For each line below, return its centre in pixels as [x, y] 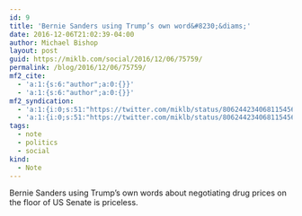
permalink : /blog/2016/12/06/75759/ [78, 68]
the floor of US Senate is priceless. [74, 203]
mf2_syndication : [42, 101]
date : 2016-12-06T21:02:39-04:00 [72, 34]
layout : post [34, 51]
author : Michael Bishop [54, 43]
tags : [19, 126]
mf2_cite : [28, 76]
